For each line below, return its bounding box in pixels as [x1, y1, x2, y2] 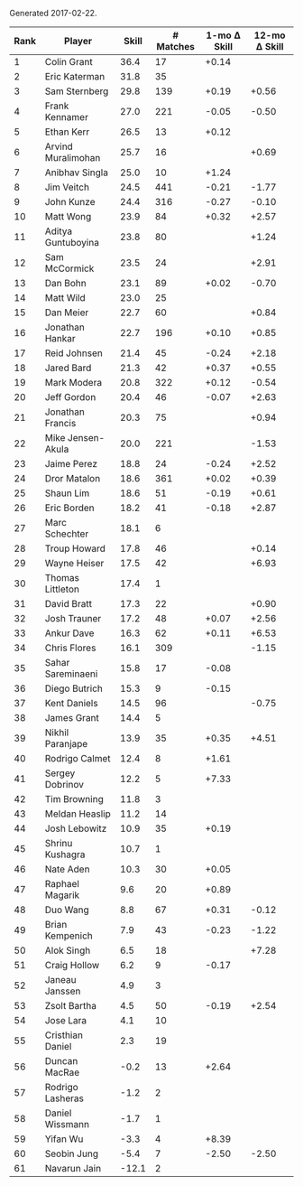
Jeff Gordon [44, 391, 96, 403]
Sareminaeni [44, 668, 98, 680]
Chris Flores [44, 641, 96, 654]
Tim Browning [44, 793, 104, 805]
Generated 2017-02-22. [9, 8, 97, 18]
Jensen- [67, 432, 106, 444]
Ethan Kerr [44, 126, 90, 138]
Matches [156, 41, 196, 52]
